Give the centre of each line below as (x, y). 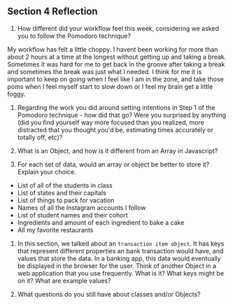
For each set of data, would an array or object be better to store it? (113, 164)
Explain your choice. (47, 171)
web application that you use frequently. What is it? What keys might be (121, 273)
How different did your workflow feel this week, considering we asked (118, 28)
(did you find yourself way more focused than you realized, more (111, 122)
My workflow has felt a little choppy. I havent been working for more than (113, 49)
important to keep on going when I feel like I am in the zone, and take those (115, 79)
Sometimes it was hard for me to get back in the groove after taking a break (116, 64)
